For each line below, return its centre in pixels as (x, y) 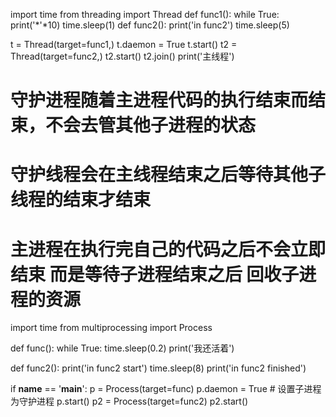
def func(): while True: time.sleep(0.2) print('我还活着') (122, 348)
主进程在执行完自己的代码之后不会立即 (168, 249)
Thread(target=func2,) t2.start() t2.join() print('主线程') (122, 56)
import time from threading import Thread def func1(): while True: (145, 14)
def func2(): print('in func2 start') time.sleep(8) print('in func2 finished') (158, 368)
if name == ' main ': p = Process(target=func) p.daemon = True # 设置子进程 (166, 389)
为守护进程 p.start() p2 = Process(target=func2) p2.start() (129, 401)
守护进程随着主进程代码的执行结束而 (159, 100)
